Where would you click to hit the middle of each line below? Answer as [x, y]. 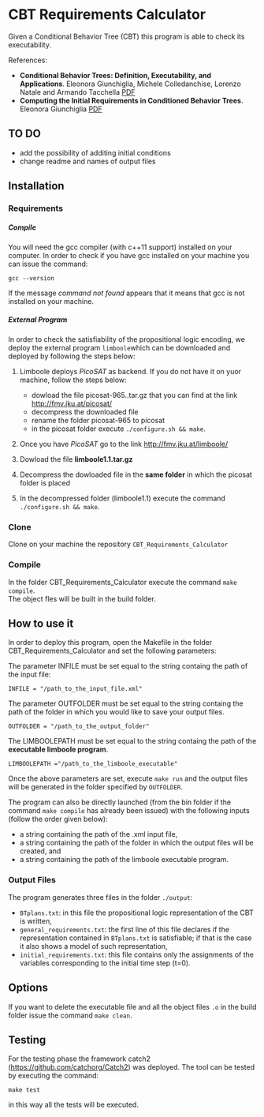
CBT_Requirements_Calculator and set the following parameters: [112, 651]
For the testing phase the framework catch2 [80, 1059]
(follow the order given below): [58, 819]
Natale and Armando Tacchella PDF [77, 92]
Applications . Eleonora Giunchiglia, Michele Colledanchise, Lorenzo [130, 84]
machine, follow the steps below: [73, 380]
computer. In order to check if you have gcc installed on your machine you [129, 256]
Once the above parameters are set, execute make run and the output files [128, 778]
